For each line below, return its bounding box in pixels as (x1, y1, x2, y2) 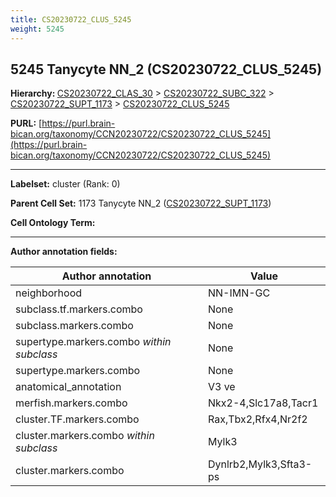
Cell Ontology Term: (10, 217, 96, 229)
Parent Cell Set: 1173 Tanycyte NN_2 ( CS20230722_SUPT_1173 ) (10, 197, 272, 210)
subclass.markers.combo (15, 319, 134, 333)
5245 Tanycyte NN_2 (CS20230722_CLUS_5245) (10, 61, 323, 78)
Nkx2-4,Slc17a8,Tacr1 (207, 396, 319, 410)
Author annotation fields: (10, 246, 118, 258)
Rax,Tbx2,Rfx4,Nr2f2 (207, 412, 308, 426)
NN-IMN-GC (207, 286, 271, 300)
